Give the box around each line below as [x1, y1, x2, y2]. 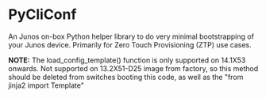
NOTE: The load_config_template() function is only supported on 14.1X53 [8, 55, 246, 65]
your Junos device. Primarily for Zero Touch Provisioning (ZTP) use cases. [8, 40, 252, 49]
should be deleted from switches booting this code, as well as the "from [8, 72, 244, 81]
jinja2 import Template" [8, 81, 85, 90]
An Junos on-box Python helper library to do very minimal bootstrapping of [8, 32, 254, 41]
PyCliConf [8, 6, 77, 24]
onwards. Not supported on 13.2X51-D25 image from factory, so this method [8, 63, 259, 73]
